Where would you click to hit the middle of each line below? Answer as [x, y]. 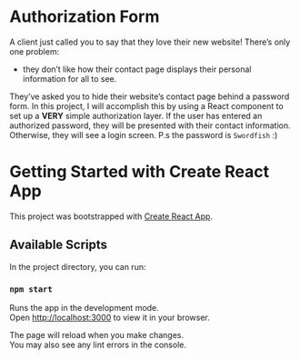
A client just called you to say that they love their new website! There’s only [150, 42]
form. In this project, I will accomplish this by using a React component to [146, 105]
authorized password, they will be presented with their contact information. [150, 125]
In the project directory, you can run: [78, 266]
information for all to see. [70, 78]
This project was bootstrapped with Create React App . [111, 216]
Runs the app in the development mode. [84, 307]
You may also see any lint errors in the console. [98, 344]
